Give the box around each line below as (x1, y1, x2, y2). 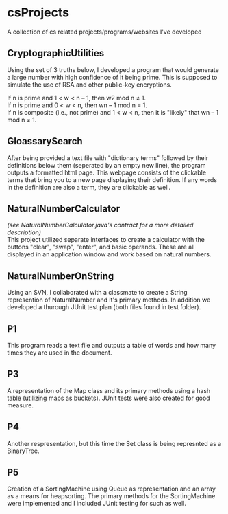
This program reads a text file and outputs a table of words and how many (7, 342, 216, 349)
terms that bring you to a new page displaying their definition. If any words (7, 175, 218, 183)
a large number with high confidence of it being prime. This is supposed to (7, 73, 218, 81)
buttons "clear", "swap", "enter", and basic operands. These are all (7, 243, 195, 252)
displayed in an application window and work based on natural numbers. (7, 250, 212, 258)
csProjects (7, 5, 70, 21)
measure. (7, 401, 34, 410)
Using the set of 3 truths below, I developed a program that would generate (7, 65, 219, 74)
